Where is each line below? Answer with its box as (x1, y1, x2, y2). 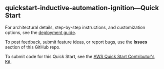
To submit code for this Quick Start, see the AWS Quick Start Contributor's (5, 53, 155, 59)
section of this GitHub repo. (5, 44, 61, 50)
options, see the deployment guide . (5, 29, 77, 35)
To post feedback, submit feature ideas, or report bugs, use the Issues (5, 39, 147, 45)
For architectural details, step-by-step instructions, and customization (5, 24, 145, 30)
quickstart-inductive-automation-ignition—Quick (5, 4, 159, 12)
